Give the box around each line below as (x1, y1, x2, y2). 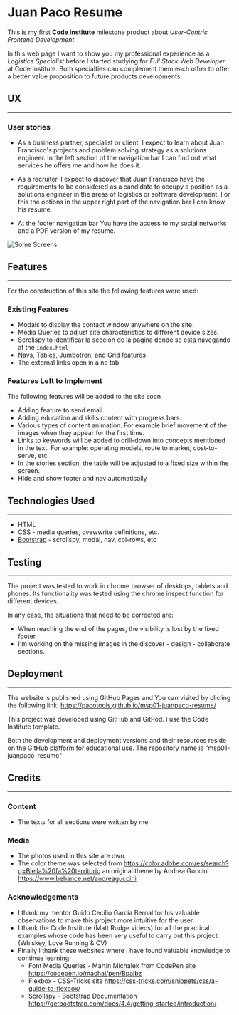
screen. (17, 467, 41, 475)
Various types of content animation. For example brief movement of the (17, 421, 228, 430)
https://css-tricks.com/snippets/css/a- (104, 977, 218, 985)
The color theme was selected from (17, 859, 122, 868)
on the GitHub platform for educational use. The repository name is (7, 744, 204, 752)
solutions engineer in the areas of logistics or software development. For (17, 190, 230, 199)
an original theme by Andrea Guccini (102, 867, 209, 875)
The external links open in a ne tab (17, 358, 119, 367)
